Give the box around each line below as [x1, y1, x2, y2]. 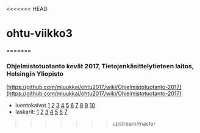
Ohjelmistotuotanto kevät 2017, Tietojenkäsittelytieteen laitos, [6, 62, 194, 70]
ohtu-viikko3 [6, 27, 73, 40]
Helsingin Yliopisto [6, 70, 64, 78]
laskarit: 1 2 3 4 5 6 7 [15, 108, 68, 115]
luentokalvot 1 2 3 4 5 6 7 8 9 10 [15, 102, 96, 109]
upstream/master [112, 120, 156, 128]
